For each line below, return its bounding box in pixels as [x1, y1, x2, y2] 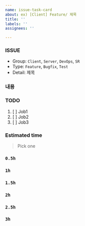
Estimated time [5, 131, 42, 138]
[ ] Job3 [12, 119, 29, 125]
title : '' [5, 17, 26, 22]
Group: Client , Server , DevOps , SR [12, 58, 80, 64]
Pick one [17, 143, 36, 149]
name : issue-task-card [5, 7, 52, 13]
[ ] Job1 [12, 108, 28, 114]
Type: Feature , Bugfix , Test [12, 64, 69, 70]
